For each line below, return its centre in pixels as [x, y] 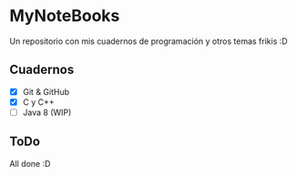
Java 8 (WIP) [47, 112]
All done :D [30, 163]
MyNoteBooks [65, 16]
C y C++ [38, 102]
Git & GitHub [46, 91]
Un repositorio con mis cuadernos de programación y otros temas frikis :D [149, 41]
